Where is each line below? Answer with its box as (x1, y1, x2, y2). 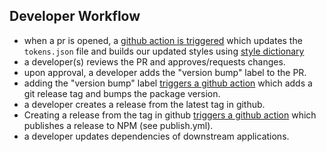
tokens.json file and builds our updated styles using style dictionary (23, 45, 305, 57)
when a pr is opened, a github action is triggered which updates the (23, 34, 303, 46)
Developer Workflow (9, 8, 141, 25)
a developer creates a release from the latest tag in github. (23, 98, 266, 110)
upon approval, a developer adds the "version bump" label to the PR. (23, 66, 307, 78)
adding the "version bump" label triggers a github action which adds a (23, 77, 313, 89)
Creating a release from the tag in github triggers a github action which (23, 109, 317, 121)
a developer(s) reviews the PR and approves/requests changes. (23, 55, 286, 68)
